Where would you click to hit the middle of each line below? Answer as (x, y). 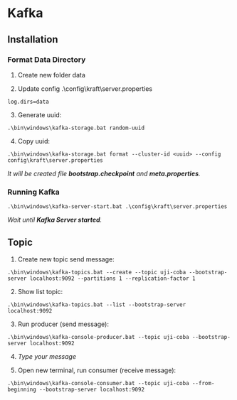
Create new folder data (51, 75)
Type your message (47, 356)
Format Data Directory (47, 60)
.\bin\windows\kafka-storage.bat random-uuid (76, 128)
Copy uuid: (34, 141)
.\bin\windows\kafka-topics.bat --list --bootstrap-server (97, 304)
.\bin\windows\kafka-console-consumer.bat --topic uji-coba (99, 383)
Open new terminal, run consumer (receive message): (97, 370)
